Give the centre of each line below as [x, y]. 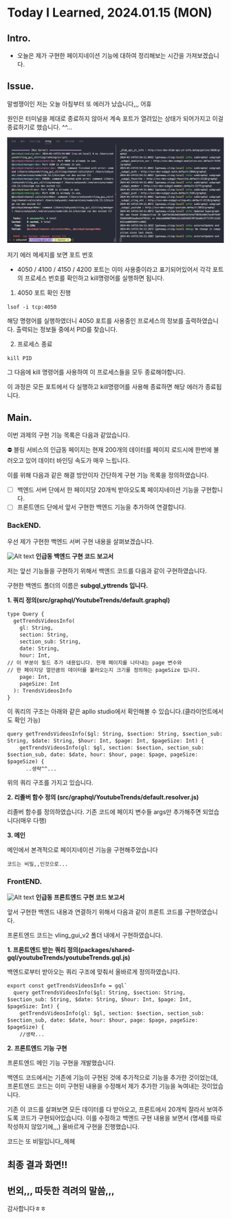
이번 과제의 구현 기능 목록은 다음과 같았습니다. [69, 435]
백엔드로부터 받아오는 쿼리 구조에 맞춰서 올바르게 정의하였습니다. [93, 971]
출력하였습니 [202, 321]
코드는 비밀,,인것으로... [38, 864]
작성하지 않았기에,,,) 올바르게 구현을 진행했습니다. [73, 1127]
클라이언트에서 [204, 711]
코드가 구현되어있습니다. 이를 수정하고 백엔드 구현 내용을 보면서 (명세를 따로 [121, 1118]
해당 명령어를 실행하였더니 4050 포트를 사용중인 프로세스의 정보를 [96, 321]
